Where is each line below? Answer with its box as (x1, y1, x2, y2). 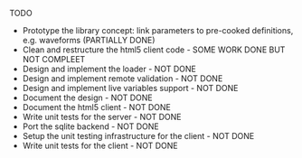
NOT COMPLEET (22, 54, 86, 64)
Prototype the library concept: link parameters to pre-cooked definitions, (22, 25, 294, 35)
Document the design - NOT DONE (22, 92, 154, 103)
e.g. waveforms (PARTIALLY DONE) (22, 35, 156, 45)
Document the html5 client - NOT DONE (22, 102, 172, 112)
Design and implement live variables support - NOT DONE (22, 83, 239, 93)
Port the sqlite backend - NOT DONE (22, 121, 160, 132)
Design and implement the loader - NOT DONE (22, 63, 196, 74)
